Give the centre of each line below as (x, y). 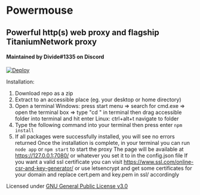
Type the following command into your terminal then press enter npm (99, 125)
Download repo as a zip (44, 93)
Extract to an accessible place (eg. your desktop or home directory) (98, 100)
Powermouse (40, 10)
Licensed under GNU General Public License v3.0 (67, 186)
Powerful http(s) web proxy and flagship (83, 32)
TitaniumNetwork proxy (52, 41)
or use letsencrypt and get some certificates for (133, 168)
